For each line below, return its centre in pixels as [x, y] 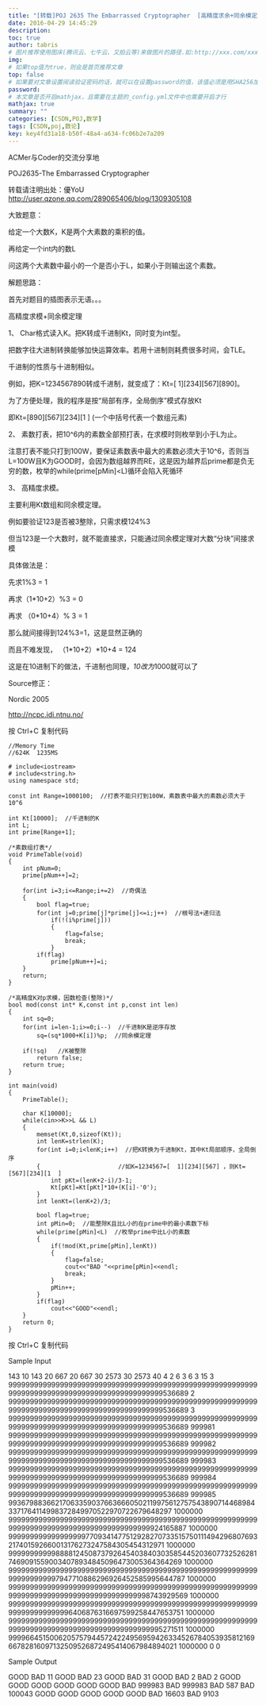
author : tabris [33, 45]
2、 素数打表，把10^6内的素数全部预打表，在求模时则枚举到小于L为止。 [125, 434]
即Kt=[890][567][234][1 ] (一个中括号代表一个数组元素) [98, 417]
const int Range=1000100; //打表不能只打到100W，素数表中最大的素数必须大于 [127, 796]
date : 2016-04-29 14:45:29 [53, 23]
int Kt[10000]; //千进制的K [54, 818]
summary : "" [28, 112]
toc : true [25, 38]
